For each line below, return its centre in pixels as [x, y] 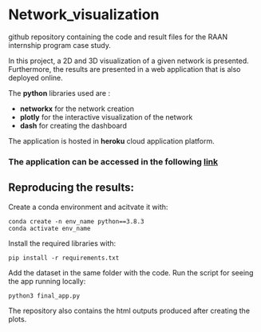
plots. [18, 319]
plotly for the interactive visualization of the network [106, 117]
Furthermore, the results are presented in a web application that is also [125, 69]
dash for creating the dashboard [73, 125]
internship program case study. [60, 45]
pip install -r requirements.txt [64, 258]
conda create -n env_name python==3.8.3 [77, 221]
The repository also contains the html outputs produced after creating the [129, 310]
